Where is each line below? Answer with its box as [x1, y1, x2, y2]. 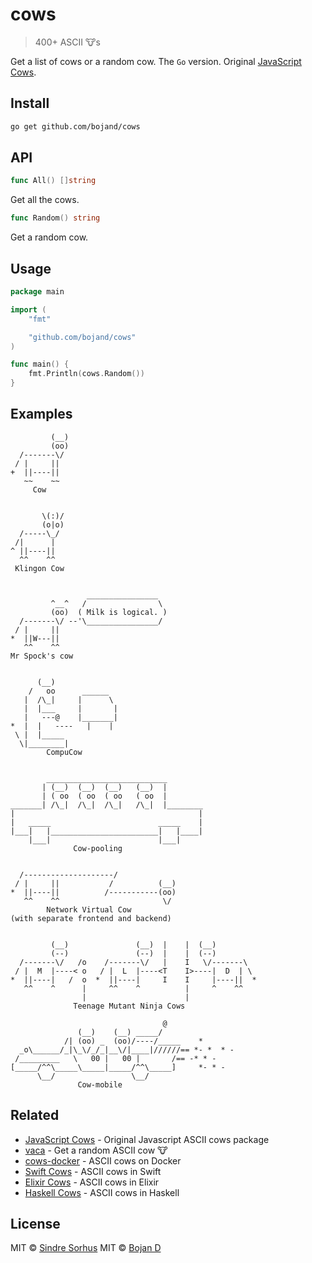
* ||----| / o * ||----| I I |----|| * [10, 974, 257, 985]
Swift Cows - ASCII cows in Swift [24, 1165, 162, 1177]
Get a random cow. [10, 231, 89, 243]
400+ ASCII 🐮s [34, 36, 101, 48]
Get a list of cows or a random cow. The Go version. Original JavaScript [10, 55, 302, 67]
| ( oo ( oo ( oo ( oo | [41, 791, 168, 801]
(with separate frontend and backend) [10, 913, 172, 923]
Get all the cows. [10, 194, 80, 206]
